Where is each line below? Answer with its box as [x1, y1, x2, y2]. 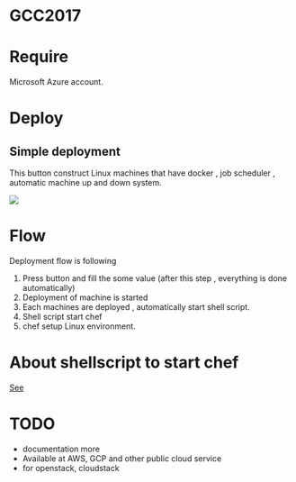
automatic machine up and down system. [9, 177, 162, 188]
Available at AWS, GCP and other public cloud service [22, 452, 222, 464]
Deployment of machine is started [22, 292, 148, 303]
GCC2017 [9, 5, 82, 26]
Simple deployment [9, 143, 121, 159]
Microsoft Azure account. [9, 77, 103, 87]
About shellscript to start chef [9, 352, 239, 373]
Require [9, 47, 69, 68]
